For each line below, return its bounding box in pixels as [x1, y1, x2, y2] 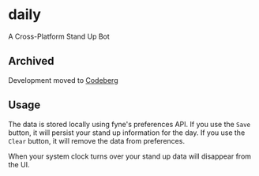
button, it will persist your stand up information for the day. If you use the [8, 128, 246, 137]
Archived [8, 54, 54, 68]
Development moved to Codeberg [8, 75, 118, 84]
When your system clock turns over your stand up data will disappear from [8, 152, 251, 161]
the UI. [8, 159, 30, 169]
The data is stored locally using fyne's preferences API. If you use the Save [8, 119, 251, 129]
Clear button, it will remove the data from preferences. [8, 136, 186, 145]
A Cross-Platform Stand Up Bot [8, 32, 111, 41]
